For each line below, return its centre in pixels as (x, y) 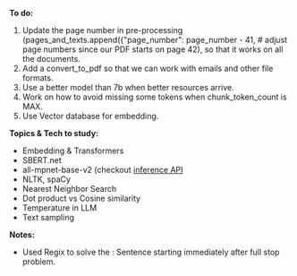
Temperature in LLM (59, 208)
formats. (38, 78)
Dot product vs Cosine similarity (81, 198)
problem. (39, 262)
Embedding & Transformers (73, 151)
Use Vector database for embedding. (90, 116)
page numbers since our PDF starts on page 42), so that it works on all (153, 49)
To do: (21, 13)
